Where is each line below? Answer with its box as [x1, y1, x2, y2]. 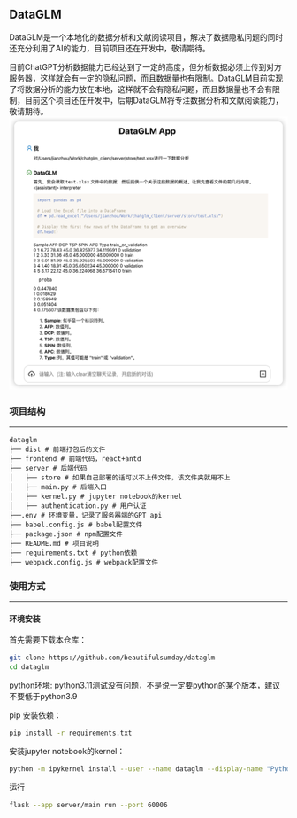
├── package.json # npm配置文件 [9, 529, 124, 539]
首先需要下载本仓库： [9, 635, 87, 645]
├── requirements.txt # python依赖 [9, 549, 138, 557]
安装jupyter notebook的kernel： [9, 745, 126, 756]
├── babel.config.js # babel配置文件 [9, 520, 143, 529]
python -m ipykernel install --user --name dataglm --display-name [9, 764, 263, 774]
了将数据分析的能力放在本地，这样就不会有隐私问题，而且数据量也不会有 [9, 83, 272, 94]
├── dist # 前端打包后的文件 [9, 445, 106, 454]
